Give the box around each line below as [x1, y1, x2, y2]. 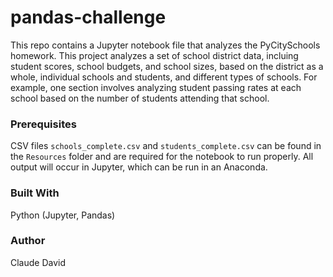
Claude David [10, 256, 67, 268]
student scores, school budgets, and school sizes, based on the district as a [10, 60, 324, 72]
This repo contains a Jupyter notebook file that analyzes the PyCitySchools [10, 39, 321, 51]
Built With [10, 186, 60, 200]
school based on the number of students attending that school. [10, 92, 270, 104]
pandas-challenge [10, 6, 167, 29]
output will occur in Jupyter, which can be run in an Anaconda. [10, 161, 268, 173]
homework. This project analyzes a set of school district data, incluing [10, 49, 299, 61]
